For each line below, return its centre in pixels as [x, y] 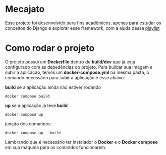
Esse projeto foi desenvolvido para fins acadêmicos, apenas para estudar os [83, 23]
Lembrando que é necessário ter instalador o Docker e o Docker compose [82, 142]
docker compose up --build [33, 133]
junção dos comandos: [28, 124]
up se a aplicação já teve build [36, 105]
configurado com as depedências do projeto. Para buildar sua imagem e [79, 67]
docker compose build [28, 96]
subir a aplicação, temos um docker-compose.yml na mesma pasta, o [77, 72]
